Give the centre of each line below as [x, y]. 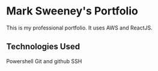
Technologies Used [43, 47]
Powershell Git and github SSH [44, 61]
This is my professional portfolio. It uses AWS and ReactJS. [79, 28]
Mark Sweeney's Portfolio [72, 11]
